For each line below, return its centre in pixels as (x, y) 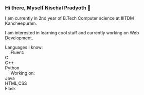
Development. (19, 38)
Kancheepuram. (21, 23)
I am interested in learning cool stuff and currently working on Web (72, 33)
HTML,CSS (16, 83)
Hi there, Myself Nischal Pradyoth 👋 (48, 8)
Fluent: (17, 52)
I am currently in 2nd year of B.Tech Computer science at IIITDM (70, 18)
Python (12, 68)
